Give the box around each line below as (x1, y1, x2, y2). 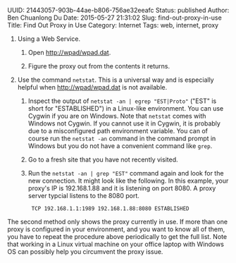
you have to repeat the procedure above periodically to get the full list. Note (7, 233, 228, 240)
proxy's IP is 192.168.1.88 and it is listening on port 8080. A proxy (27, 184, 216, 192)
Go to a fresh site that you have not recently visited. (27, 155, 178, 164)
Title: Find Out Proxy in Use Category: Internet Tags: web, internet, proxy (7, 21, 219, 29)
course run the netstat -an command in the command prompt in (27, 134, 216, 142)
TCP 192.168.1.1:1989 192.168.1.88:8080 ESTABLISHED (31, 205, 190, 212)
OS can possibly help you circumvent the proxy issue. (7, 247, 163, 256)
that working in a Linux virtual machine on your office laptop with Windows (7, 240, 224, 248)
